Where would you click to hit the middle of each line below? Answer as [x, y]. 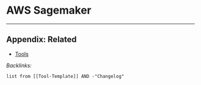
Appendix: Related [41, 40]
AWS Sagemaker [49, 10]
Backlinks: [19, 65]
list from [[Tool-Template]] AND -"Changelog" [65, 76]
